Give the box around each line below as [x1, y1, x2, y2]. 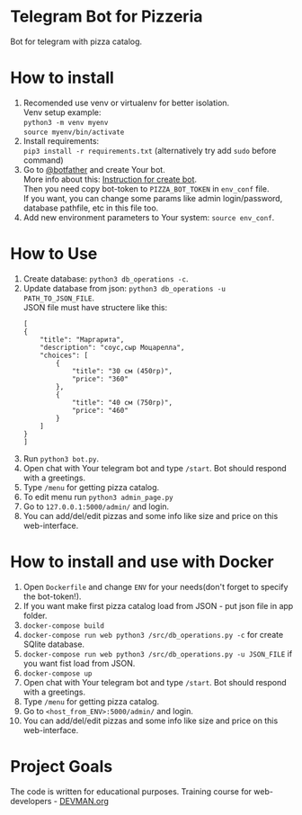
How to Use [10, 244, 98, 264]
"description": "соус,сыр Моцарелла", [40, 343, 185, 352]
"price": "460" [71, 406, 129, 415]
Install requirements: [22, 135, 100, 146]
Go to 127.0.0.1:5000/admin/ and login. [22, 501, 170, 512]
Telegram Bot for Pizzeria [10, 6, 203, 27]
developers [10, 795, 52, 806]
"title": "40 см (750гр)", [71, 398, 173, 407]
